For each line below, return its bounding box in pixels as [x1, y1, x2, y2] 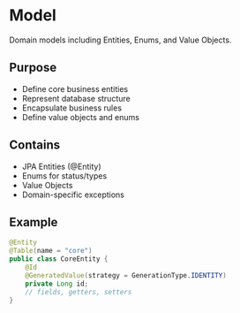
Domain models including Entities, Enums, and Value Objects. [9, 34, 232, 45]
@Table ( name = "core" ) [9, 247, 93, 256]
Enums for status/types [21, 170, 108, 181]
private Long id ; [25, 279, 89, 288]
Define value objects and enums [21, 111, 139, 122]
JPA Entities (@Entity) [21, 161, 101, 172]
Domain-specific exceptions [21, 189, 125, 200]
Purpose [9, 60, 57, 75]
